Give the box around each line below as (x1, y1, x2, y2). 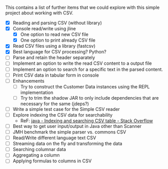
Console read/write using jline (12, 26, 76, 32)
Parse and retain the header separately (12, 54, 95, 61)
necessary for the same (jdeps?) (20, 100, 89, 107)
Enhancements (12, 78, 45, 84)
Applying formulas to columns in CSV (12, 158, 92, 164)
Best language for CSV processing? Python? (12, 49, 107, 55)
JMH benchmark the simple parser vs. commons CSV (12, 129, 127, 135)
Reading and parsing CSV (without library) (12, 20, 102, 26)
